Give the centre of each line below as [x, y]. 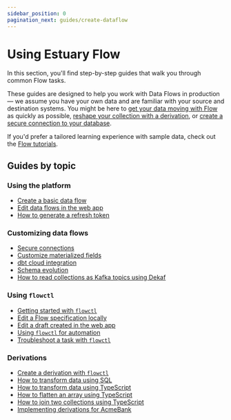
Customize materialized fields [59, 256]
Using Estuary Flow [64, 54]
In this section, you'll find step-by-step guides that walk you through [104, 73]
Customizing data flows [48, 233]
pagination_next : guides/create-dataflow [68, 20]
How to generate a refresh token [63, 216]
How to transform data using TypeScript [74, 388]
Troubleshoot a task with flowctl [64, 340]
